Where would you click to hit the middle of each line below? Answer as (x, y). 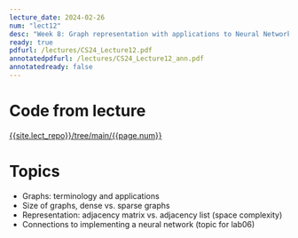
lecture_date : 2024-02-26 (57, 17)
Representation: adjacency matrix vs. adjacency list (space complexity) (152, 215)
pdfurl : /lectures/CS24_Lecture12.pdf (81, 51)
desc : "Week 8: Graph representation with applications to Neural (134, 34)
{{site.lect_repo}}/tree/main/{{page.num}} (86, 135)
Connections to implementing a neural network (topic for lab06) (138, 224)
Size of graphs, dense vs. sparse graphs (96, 205)
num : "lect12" (35, 26)
